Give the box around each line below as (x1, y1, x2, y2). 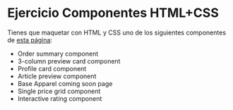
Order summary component (17, 49, 99, 58)
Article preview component (17, 72, 97, 80)
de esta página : (7, 35, 53, 44)
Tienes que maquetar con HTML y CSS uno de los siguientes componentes (7, 28, 227, 37)
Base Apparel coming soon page (17, 79, 113, 87)
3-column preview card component (17, 56, 121, 65)
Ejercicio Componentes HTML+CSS (7, 5, 219, 21)
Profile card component (17, 64, 87, 73)
